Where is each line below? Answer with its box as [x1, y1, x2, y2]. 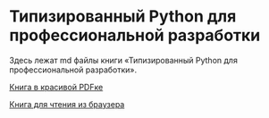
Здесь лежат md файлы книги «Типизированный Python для [9, 55, 239, 65]
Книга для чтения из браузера [9, 98, 125, 109]
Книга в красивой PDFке [9, 81, 104, 92]
